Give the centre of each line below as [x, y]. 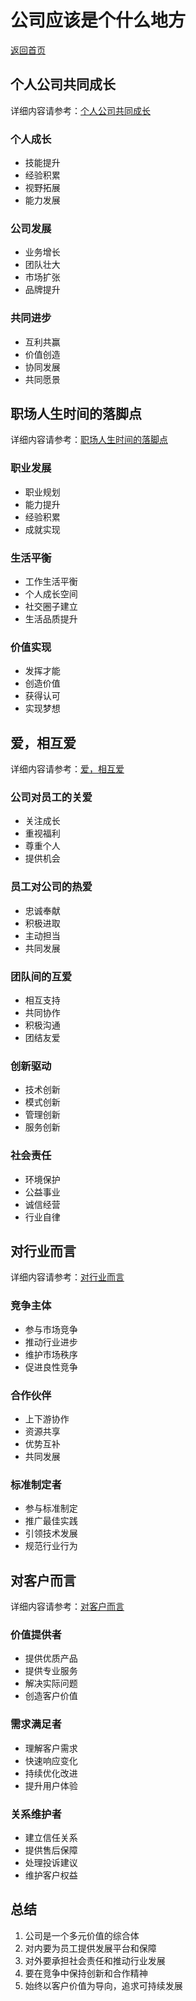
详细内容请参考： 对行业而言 [67, 1277]
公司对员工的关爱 [51, 798]
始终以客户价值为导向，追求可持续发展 [103, 1985]
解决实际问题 [51, 1683]
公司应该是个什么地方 [98, 20]
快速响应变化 [51, 1760]
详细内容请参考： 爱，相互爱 [67, 769]
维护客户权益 [51, 1875]
